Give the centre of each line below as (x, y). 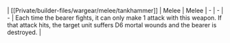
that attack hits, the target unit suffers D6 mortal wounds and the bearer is (112, 25)
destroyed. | (24, 32)
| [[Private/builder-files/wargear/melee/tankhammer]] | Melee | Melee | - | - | (115, 11)
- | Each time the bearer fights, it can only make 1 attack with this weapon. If (114, 18)
